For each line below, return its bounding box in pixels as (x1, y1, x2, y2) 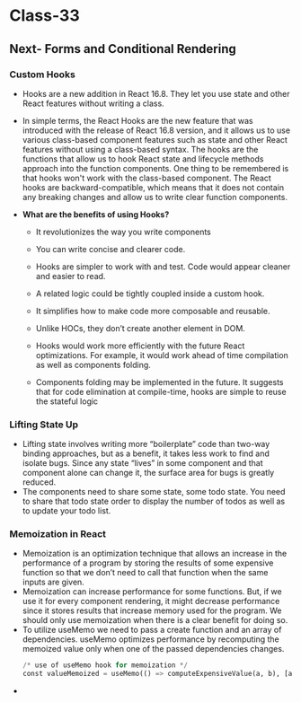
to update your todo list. (22, 505, 111, 516)
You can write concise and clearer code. (35, 243, 186, 254)
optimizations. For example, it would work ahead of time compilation (35, 349, 289, 360)
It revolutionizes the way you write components (35, 226, 211, 237)
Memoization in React (9, 528, 106, 540)
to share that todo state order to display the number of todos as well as (22, 496, 286, 507)
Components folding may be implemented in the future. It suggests (35, 376, 284, 387)
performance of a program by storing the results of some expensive (22, 557, 274, 568)
